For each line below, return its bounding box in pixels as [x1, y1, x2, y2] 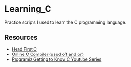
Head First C [11, 46, 37, 52]
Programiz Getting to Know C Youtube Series [11, 56, 102, 62]
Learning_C [4, 3, 51, 14]
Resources [4, 33, 38, 41]
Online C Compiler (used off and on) [11, 51, 84, 57]
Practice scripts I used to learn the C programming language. [4, 19, 127, 25]
